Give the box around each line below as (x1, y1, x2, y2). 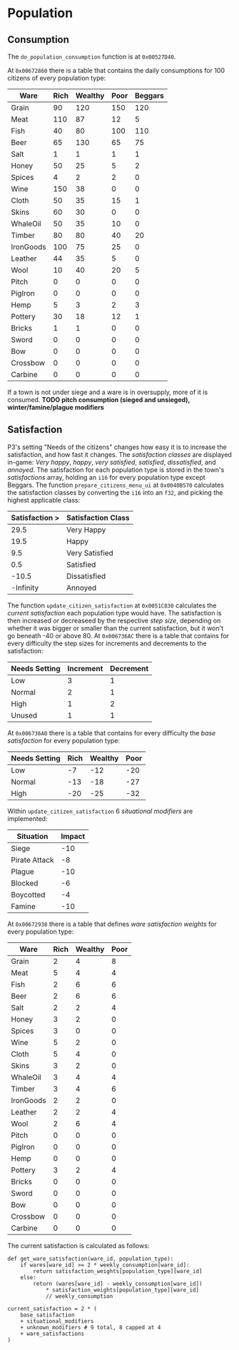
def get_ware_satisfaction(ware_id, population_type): (7, 1255, 174, 1262)
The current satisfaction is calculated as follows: (7, 1241, 150, 1250)
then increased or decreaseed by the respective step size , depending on (7, 616, 221, 625)
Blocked (11, 878, 39, 888)
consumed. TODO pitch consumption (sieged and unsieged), (7, 396, 190, 404)
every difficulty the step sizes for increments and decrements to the (7, 639, 207, 648)
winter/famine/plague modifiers (7, 403, 105, 411)
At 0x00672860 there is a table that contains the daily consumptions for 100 (7, 66, 225, 74)
